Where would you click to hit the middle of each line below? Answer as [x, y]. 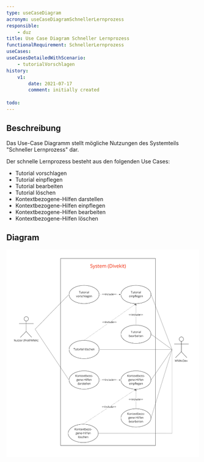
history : [17, 71]
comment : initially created [64, 90]
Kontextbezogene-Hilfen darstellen [59, 199]
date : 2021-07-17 [50, 84]
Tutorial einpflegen [39, 179]
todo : [13, 103]
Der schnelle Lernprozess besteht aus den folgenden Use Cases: [88, 161]
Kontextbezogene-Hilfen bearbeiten [60, 212]
